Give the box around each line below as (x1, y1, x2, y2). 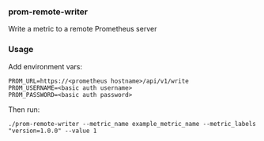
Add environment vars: (8, 61, 83, 71)
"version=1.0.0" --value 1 (8, 127, 97, 135)
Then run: (8, 105, 40, 114)
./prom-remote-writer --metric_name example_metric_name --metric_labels (8, 120, 257, 128)
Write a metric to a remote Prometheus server (8, 24, 157, 34)
